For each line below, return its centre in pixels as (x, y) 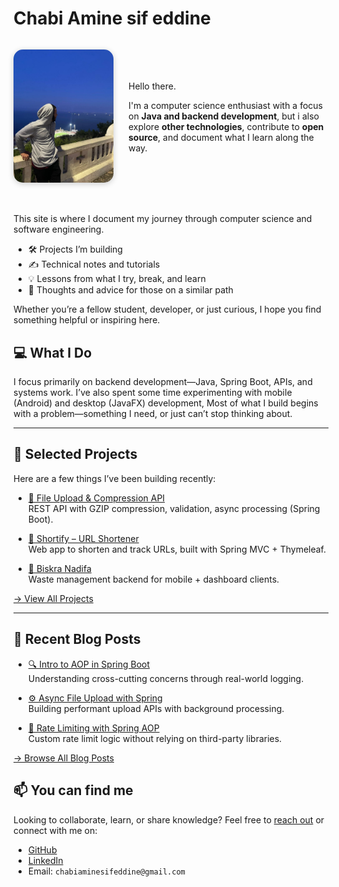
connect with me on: (55, 830)
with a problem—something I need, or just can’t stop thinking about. (153, 414)
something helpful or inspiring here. (87, 320)
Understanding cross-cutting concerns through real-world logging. (166, 678)
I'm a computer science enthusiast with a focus (225, 106)
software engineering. (59, 229)
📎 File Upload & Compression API (96, 498)
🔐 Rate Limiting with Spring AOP (93, 728)
